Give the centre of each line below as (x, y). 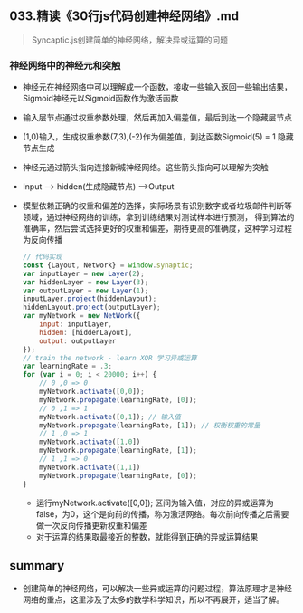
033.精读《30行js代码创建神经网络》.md (124, 16)
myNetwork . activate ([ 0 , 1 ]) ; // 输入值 (110, 417)
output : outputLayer (78, 341)
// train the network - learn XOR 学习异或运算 (109, 358)
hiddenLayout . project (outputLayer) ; (91, 307)
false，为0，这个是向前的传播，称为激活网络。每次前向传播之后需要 (162, 513)
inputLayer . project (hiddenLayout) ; (90, 299)
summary (37, 565)
